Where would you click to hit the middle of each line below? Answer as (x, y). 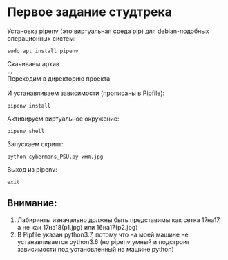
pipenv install (29, 106)
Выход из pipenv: (32, 169)
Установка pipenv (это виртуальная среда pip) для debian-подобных (108, 31)
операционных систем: (41, 38)
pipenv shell (26, 131)
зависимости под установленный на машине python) (95, 249)
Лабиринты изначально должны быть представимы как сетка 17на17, (119, 220)
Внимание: (32, 203)
